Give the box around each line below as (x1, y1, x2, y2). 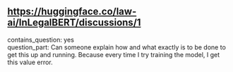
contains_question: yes (7, 35, 74, 44)
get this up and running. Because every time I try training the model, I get (7, 50, 220, 59)
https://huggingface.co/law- (7, 6, 137, 18)
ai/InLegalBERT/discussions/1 (7, 17, 141, 29)
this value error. (7, 58, 53, 66)
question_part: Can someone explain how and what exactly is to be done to (7, 42, 226, 52)
